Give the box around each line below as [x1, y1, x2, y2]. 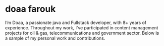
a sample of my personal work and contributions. [5, 35, 106, 41]
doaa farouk [5, 3, 56, 15]
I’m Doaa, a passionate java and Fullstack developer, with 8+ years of [5, 20, 147, 25]
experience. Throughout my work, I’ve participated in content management [5, 24, 159, 30]
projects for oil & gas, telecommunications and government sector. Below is [5, 30, 160, 36]
